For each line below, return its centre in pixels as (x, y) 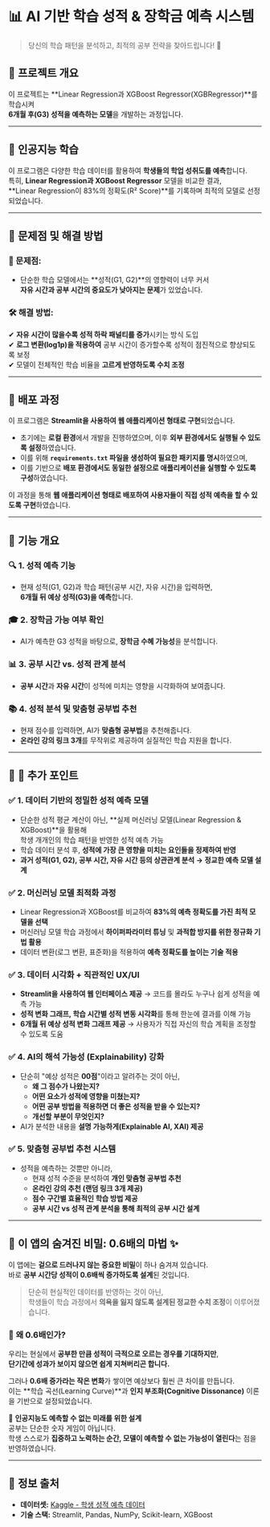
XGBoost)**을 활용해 (53, 829)
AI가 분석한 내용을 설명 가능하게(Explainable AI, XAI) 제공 (112, 1126)
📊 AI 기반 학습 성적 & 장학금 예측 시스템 (131, 16)
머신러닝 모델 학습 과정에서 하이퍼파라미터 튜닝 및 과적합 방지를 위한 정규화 (136, 932)
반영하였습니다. (32, 1448)
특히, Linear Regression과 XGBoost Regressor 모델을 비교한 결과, (115, 180)
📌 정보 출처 (34, 1484)
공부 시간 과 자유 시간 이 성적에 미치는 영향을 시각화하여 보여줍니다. (123, 685)
